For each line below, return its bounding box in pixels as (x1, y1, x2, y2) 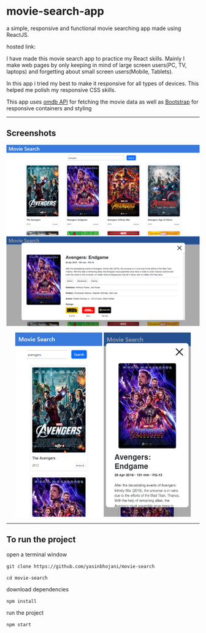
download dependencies (6, 585, 69, 593)
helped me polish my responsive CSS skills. (6, 86, 116, 93)
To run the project (6, 534, 76, 545)
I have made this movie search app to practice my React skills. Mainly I (6, 55, 185, 62)
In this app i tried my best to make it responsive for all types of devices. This (6, 80, 199, 87)
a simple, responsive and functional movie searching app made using (6, 25, 181, 32)
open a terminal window (6, 550, 67, 558)
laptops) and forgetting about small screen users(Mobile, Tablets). (6, 67, 174, 75)
